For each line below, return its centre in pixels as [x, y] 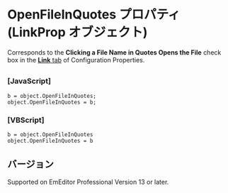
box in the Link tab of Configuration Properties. [76, 60]
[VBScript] [26, 120]
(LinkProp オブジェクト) [78, 32]
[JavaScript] [29, 81]
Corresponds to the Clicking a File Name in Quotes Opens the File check [114, 52]
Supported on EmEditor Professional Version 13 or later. [88, 182]
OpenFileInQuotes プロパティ [94, 15]
